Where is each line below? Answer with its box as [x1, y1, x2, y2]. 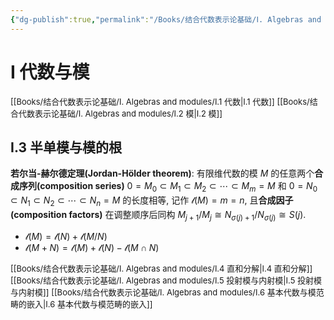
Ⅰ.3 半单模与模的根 [10, 139, 122, 156]
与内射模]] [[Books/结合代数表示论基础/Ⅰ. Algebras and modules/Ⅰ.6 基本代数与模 [10, 286, 317, 298]
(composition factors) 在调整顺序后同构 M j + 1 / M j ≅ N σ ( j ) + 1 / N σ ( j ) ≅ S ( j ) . [10, 208, 307, 223]
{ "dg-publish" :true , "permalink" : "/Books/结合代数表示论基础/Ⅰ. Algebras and [10, 14, 322, 25]
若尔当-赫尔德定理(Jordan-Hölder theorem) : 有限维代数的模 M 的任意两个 [10, 167, 315, 180]
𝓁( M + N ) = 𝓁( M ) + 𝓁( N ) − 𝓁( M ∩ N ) [24, 241, 160, 253]
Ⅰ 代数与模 [10, 61, 90, 83]
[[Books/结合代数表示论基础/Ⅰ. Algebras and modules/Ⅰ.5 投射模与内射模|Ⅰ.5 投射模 [10, 274, 323, 286]
